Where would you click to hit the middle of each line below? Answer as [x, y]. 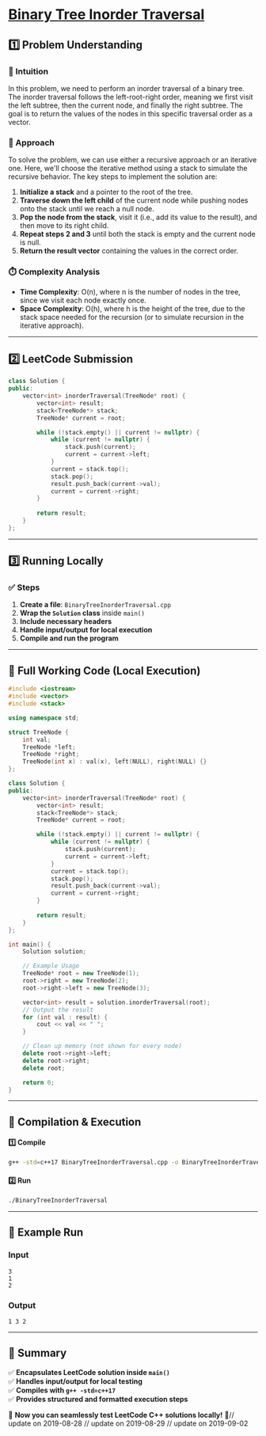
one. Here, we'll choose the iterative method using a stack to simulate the [128, 169]
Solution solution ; [55, 952]
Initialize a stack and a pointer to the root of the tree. [106, 192]
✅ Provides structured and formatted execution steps [98, 1399]
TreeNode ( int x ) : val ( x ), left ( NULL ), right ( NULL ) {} [115, 762]
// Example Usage [51, 966]
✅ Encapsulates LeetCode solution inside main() [89, 1372]
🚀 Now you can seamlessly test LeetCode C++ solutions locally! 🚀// [122, 1415]
